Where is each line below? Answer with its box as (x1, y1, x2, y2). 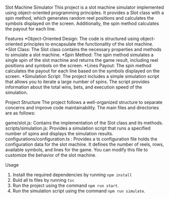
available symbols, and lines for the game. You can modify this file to (5, 147, 148, 152)
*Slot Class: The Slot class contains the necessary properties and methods (5, 47, 161, 52)
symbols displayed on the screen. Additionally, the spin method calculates (5, 20, 159, 26)
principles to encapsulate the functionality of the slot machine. (23, 41, 154, 47)
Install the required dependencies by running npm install (12, 172, 132, 178)
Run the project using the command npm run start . (12, 182, 119, 188)
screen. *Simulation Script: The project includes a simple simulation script (5, 73, 159, 79)
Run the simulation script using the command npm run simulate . (12, 188, 145, 194)
